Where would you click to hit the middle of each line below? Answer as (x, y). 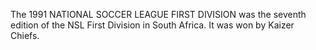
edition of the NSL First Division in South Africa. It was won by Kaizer (152, 25)
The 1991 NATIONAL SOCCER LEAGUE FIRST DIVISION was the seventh (158, 14)
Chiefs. (25, 35)
